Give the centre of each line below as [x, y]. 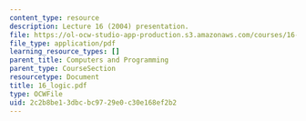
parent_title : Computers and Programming [89, 60]
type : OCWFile [36, 94]
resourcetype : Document [55, 77]
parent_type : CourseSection [63, 69]
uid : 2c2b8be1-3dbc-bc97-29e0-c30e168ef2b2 [93, 102]
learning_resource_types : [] [65, 52]
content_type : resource [55, 18]
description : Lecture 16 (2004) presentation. [99, 26]
